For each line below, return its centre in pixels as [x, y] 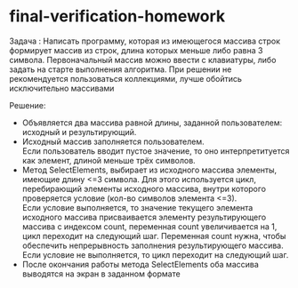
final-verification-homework [117, 16]
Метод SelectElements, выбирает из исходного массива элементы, [149, 170]
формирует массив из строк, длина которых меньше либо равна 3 [136, 50]
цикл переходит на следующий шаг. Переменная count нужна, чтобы [154, 236]
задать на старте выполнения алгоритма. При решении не [121, 69]
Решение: [28, 105]
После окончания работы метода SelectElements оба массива [141, 264]
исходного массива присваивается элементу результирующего [144, 217]
